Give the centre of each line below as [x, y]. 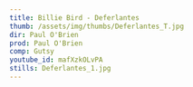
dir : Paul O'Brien [44, 34]
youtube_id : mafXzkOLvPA [56, 60]
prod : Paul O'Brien [46, 43]
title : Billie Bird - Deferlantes [75, 18]
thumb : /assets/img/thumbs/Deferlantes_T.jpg [96, 26]
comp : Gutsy [32, 52]
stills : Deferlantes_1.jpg [60, 69]
